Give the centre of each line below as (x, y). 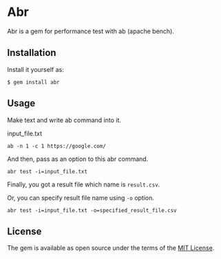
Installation (32, 53)
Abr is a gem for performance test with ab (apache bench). (91, 31)
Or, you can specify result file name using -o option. (81, 198)
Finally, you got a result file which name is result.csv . (84, 184)
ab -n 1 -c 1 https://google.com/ (57, 146)
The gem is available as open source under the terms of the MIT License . (111, 248)
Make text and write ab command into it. (64, 120)
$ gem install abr (33, 82)
